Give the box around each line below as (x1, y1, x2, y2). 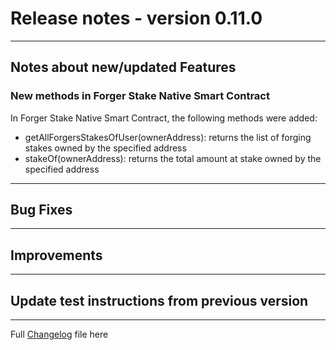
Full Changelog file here (10, 328, 109, 341)
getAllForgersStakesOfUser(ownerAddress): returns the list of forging (24, 131, 312, 143)
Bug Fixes (10, 202, 73, 219)
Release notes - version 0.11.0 (10, 7, 263, 30)
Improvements (10, 247, 103, 264)
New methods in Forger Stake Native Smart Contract (10, 89, 270, 103)
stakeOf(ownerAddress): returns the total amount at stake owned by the (24, 152, 322, 164)
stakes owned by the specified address (24, 142, 187, 154)
